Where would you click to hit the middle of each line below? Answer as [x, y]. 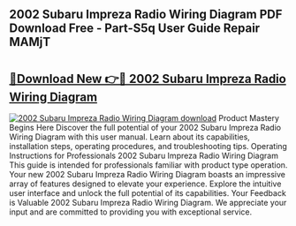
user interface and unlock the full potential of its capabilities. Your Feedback [148, 193]
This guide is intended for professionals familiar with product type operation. [148, 165]
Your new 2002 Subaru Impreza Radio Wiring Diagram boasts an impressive [147, 174]
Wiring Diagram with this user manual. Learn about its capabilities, [129, 137]
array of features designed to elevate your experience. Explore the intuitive [145, 184]
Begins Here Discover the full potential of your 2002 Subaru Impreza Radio [145, 128]
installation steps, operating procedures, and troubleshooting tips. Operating [148, 146]
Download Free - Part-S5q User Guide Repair [135, 29]
